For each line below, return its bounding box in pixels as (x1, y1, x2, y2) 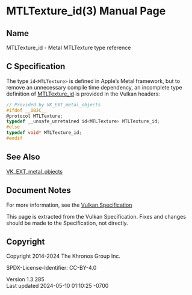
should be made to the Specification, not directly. (6, 219, 128, 227)
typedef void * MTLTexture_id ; (6, 130, 82, 136)
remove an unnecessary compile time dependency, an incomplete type (6, 84, 182, 91)
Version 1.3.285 (6, 276, 45, 283)
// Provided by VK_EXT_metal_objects (6, 102, 101, 108)
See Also (6, 152, 40, 162)
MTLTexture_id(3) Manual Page (6, 4, 166, 18)
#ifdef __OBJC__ (6, 107, 47, 114)
